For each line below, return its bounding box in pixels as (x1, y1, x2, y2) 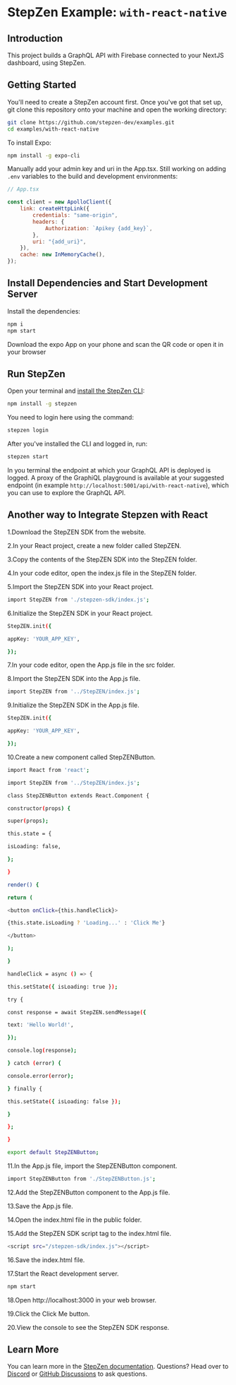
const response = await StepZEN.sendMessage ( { (7, 1009, 147, 1016)
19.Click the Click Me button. (7, 1309, 90, 1318)
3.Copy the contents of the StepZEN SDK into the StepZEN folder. (7, 555, 197, 564)
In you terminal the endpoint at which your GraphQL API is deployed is (7, 466, 211, 475)
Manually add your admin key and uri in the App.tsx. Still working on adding (7, 165, 227, 173)
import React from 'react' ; (7, 766, 90, 773)
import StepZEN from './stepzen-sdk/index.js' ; (7, 596, 150, 603)
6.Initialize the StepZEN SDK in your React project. (7, 609, 153, 617)
